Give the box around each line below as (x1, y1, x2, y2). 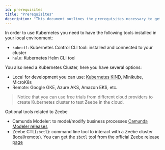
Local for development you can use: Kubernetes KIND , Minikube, (12, 74, 143, 80)
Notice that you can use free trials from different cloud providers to (17, 94, 153, 100)
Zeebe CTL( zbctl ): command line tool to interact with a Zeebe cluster (12, 129, 153, 135)
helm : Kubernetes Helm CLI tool (12, 55, 76, 61)
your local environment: (5, 35, 53, 41)
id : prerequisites (5, 7, 43, 12)
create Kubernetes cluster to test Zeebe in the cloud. (17, 99, 124, 105)
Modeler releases (12, 123, 48, 129)
